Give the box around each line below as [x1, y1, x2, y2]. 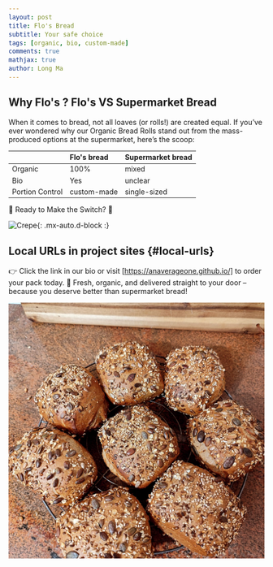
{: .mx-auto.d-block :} [37, 220, 110, 231]
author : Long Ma [8, 65, 63, 73]
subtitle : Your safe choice [8, 30, 104, 38]
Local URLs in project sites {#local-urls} [8, 244, 214, 258]
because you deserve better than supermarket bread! [8, 287, 188, 296]
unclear [124, 175, 150, 185]
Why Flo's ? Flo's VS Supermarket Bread [8, 96, 218, 110]
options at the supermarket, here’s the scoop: [42, 134, 195, 144]
